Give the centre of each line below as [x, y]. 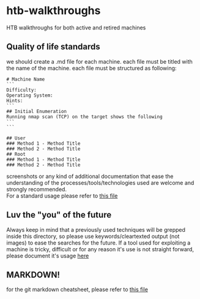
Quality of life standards [53, 47]
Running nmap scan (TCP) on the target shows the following [85, 117]
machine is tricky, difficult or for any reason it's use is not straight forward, [100, 249]
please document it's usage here [48, 256]
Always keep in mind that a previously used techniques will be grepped [96, 229]
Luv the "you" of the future [59, 215]
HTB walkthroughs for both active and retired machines [76, 28]
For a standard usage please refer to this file [62, 196]
